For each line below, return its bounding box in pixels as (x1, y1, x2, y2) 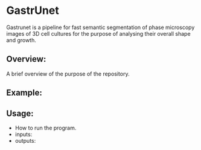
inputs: (14, 131, 33, 138)
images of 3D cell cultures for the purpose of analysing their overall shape (6, 30, 191, 37)
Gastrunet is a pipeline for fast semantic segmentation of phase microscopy (6, 24, 195, 31)
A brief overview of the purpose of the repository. (6, 70, 130, 77)
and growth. (6, 36, 36, 44)
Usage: (6, 108, 34, 119)
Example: (6, 88, 42, 98)
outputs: (14, 137, 36, 144)
